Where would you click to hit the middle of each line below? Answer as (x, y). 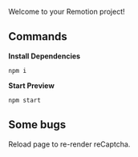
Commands (38, 36)
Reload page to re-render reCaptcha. (69, 144)
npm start (25, 100)
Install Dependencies (45, 56)
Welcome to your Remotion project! (67, 12)
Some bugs (37, 125)
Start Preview (31, 85)
